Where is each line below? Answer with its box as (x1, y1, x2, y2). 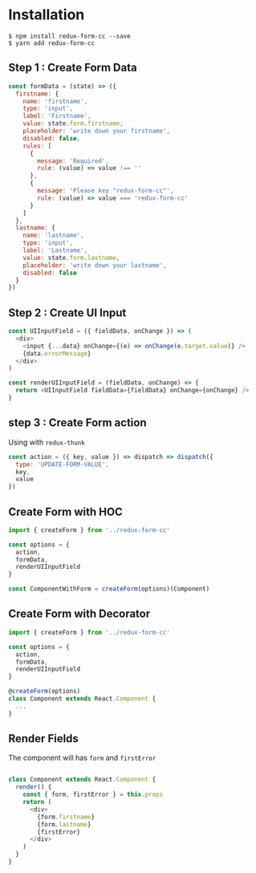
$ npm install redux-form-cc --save (8, 32, 131, 40)
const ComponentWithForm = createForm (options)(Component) (8, 585, 210, 593)
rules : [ (22, 142, 52, 150)
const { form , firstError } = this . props (22, 790, 163, 799)
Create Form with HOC (8, 505, 123, 518)
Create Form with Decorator (8, 607, 151, 621)
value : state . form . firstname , (22, 120, 124, 128)
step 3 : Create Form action (8, 416, 147, 430)
